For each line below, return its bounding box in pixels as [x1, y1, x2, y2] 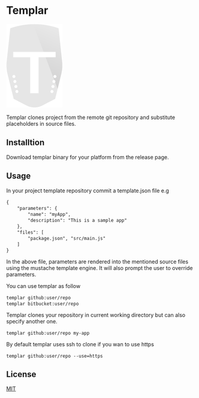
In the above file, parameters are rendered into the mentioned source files [6, 258, 189, 265]
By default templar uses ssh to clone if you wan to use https [6, 340, 155, 347]
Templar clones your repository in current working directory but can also [6, 311, 186, 319]
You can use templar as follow [6, 282, 81, 289]
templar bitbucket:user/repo [6, 301, 79, 307]
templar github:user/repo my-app [6, 330, 90, 336]
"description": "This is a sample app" [28, 217, 128, 223]
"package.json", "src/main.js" [28, 235, 106, 241]
